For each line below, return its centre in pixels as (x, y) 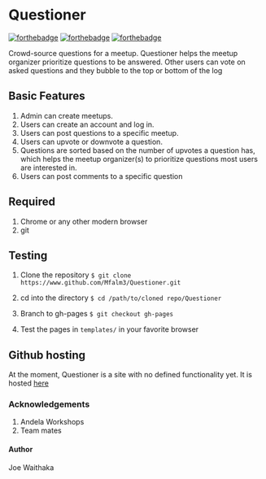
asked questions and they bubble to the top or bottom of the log (116, 70)
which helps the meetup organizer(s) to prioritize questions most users (139, 159)
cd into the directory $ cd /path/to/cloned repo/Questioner (121, 298)
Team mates (41, 431)
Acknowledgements (49, 404)
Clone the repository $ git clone (76, 275)
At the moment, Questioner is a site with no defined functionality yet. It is (130, 375)
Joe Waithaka (31, 467)
